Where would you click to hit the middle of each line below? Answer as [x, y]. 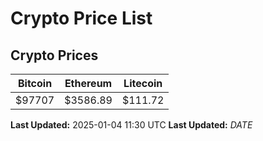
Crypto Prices [54, 55]
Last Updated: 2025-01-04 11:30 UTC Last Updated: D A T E [131, 125]
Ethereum [88, 83]
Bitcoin [35, 83]
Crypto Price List [81, 18]
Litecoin [143, 83]
